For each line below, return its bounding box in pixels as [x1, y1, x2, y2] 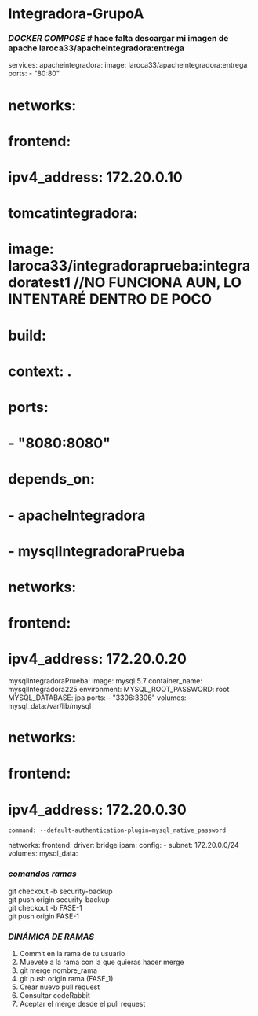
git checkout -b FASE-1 [8, 903, 82, 912]
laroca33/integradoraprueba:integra [8, 257, 251, 275]
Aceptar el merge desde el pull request [19, 999, 146, 1008]
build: [8, 326, 47, 344]
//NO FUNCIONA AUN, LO [73, 274, 242, 292]
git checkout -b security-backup [8, 886, 113, 896]
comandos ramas [8, 868, 77, 879]
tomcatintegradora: [8, 204, 139, 223]
